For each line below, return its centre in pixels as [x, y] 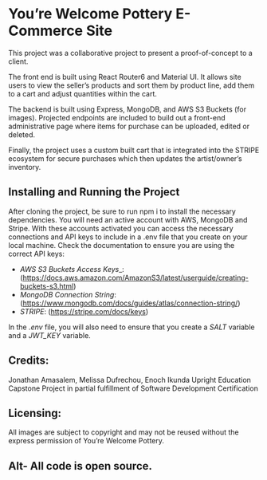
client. [18, 61]
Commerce [46, 31]
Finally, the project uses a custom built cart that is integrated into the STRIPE [134, 150]
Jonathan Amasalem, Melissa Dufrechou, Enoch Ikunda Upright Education [130, 380]
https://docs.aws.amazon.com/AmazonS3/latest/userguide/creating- [136, 277]
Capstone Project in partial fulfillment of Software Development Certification [133, 388]
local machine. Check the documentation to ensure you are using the [122, 245]
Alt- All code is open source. [80, 466]
